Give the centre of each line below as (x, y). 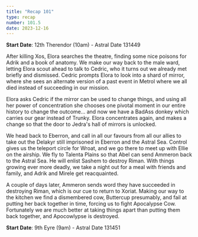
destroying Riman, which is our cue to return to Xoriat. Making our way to (95, 191)
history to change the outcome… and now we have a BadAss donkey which (98, 112)
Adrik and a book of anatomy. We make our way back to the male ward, (93, 63)
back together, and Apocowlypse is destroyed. (63, 216)
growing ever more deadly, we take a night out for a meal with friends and (96, 167)
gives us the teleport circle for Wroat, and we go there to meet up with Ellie (97, 148)
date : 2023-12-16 (27, 28)
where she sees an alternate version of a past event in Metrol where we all (97, 82)
